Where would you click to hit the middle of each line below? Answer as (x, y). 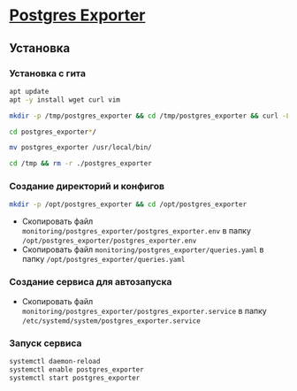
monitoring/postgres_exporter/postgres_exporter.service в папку (144, 310)
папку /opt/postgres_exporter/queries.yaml (103, 259)
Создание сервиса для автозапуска (91, 282)
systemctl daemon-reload (55, 361)
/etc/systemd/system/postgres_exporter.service (111, 321)
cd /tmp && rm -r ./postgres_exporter (80, 164)
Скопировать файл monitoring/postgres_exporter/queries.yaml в (143, 249)
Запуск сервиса (46, 343)
